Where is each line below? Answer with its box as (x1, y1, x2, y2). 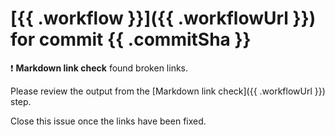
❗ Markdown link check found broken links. (10, 62, 189, 74)
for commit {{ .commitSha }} (10, 28, 252, 51)
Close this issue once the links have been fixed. (10, 115, 207, 127)
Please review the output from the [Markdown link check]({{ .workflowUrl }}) (10, 85, 326, 97)
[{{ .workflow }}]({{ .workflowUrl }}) (10, 7, 317, 30)
